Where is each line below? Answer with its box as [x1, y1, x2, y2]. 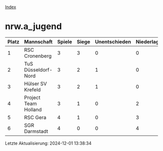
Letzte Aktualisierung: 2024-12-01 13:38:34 [5, 140, 92, 146]
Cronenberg [24, 53, 52, 59]
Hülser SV [24, 80, 47, 87]
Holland [24, 106, 42, 113]
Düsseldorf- [24, 66, 53, 73]
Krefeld [24, 86, 41, 93]
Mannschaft [24, 38, 53, 45]
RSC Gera [24, 114, 47, 121]
